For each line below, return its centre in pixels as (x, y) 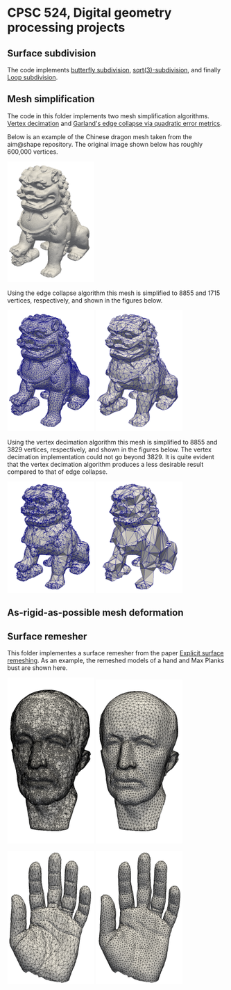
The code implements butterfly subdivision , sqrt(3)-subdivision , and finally (114, 70)
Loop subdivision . (33, 77)
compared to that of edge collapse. (58, 472)
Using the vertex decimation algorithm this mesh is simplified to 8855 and (112, 442)
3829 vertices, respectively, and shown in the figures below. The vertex (109, 449)
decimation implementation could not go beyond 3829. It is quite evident (111, 457)
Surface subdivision (52, 53)
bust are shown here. (37, 668)
